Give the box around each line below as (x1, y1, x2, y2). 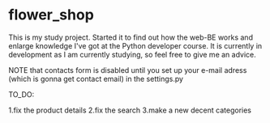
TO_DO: (8, 89, 35, 99)
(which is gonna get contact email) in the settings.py (8, 74, 184, 83)
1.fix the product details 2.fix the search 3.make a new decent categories (8, 105, 251, 115)
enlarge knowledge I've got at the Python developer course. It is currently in (8, 40, 263, 50)
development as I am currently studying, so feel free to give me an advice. (8, 49, 257, 59)
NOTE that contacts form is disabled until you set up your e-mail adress (8, 65, 247, 74)
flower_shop (8, 6, 95, 24)
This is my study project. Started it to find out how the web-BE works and (8, 32, 254, 42)
